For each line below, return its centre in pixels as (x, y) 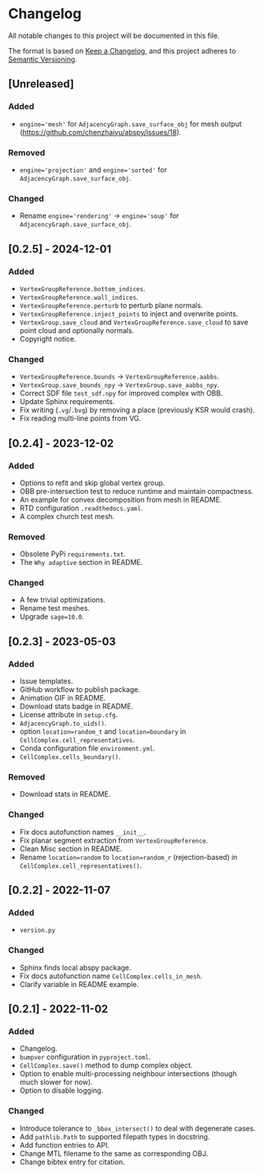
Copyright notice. (48, 338)
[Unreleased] (41, 84)
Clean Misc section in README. (71, 848)
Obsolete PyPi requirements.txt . (72, 554)
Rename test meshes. (55, 608)
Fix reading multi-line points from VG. (80, 418)
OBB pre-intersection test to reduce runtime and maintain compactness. (136, 491)
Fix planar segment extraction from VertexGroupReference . (114, 840)
